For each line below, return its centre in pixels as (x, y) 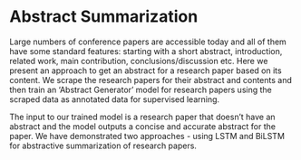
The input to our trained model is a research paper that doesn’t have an (142, 117)
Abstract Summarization (104, 17)
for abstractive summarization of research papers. (103, 146)
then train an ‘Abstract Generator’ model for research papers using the (141, 89)
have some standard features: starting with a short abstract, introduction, (146, 51)
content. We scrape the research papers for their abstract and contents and (151, 80)
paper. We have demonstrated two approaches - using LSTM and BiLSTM (147, 136)
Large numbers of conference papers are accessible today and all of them (148, 42)
